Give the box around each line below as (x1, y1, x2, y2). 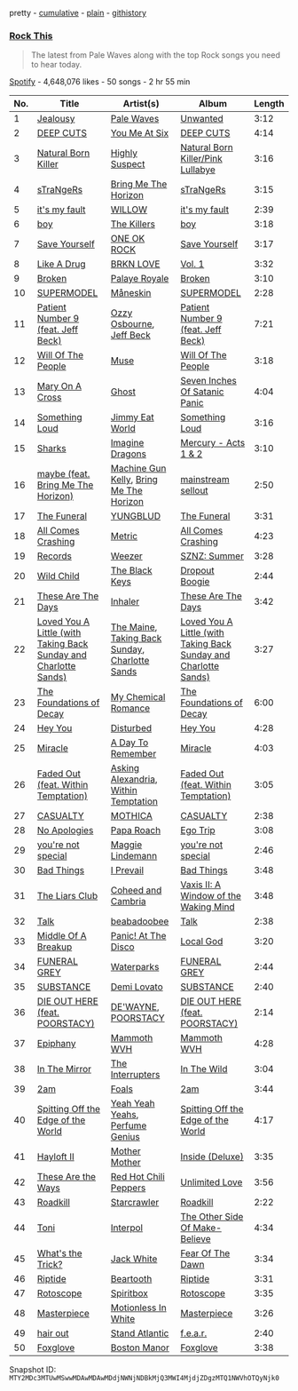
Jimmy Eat (110, 411, 154, 424)
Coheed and (110, 884, 162, 896)
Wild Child (36, 570, 80, 583)
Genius (110, 1131, 140, 1143)
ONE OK (110, 233, 145, 245)
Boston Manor (110, 1341, 170, 1354)
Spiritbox (110, 1287, 149, 1300)
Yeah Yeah (110, 1097, 155, 1109)
